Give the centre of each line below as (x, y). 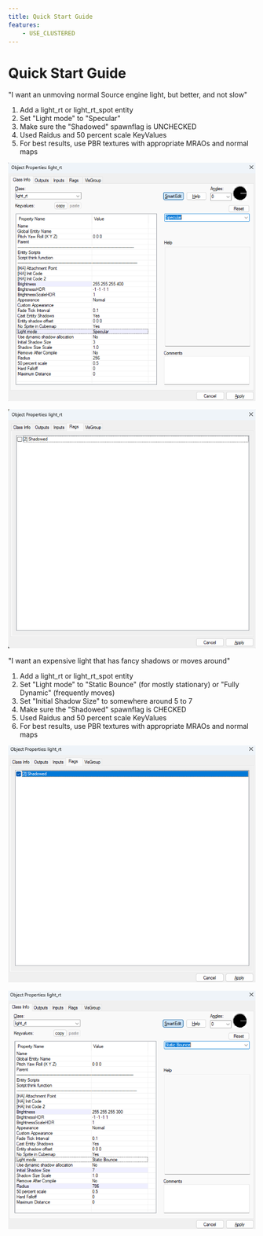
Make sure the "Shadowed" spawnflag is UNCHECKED (108, 127)
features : (24, 25)
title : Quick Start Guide (50, 17)
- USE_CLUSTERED (49, 33)
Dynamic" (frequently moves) (67, 693)
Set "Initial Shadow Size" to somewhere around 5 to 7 (106, 701)
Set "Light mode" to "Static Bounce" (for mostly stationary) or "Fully (129, 684)
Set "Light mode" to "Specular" (70, 119)
